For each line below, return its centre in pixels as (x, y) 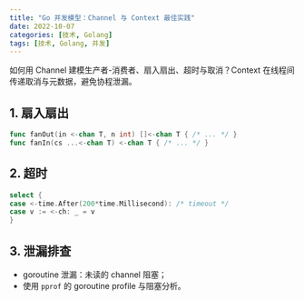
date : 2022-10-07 (42, 26)
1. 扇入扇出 (39, 113)
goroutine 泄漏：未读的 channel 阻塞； (94, 275)
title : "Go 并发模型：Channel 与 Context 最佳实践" (102, 18)
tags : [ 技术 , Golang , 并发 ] (60, 43)
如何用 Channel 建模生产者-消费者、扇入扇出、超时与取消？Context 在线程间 (152, 70)
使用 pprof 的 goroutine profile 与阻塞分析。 (104, 285)
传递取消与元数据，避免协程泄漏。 (73, 82)
